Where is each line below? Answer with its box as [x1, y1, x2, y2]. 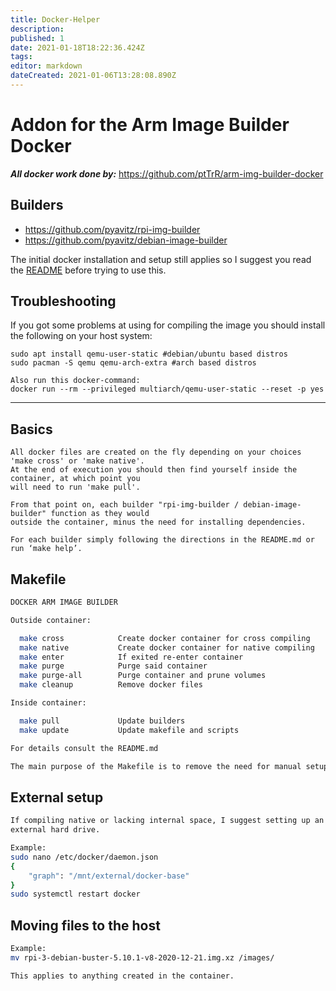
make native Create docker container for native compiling [19, 642, 315, 653]
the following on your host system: [10, 330, 153, 342]
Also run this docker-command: [10, 376, 141, 386]
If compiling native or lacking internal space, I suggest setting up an [10, 816, 325, 826]
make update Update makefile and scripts [19, 725, 240, 735]
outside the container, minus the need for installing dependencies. [10, 517, 307, 528]
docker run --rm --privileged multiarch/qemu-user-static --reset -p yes [10, 384, 325, 395]
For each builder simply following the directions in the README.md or [10, 535, 315, 545]
